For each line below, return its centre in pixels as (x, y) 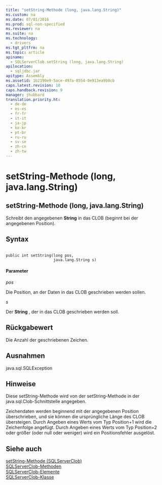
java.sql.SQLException (29, 368)
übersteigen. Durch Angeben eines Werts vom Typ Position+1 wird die (79, 422)
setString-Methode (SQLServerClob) (44, 461)
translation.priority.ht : (33, 99)
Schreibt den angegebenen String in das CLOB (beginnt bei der (72, 218)
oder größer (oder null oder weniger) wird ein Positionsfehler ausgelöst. (80, 433)
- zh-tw (18, 152)
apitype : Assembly (25, 76)
